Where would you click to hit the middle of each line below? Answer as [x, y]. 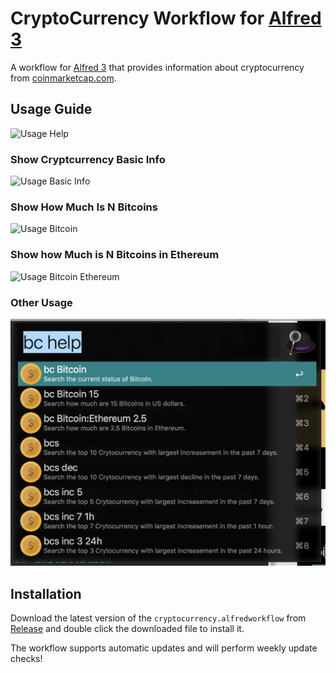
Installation [46, 593]
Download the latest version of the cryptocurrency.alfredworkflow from [158, 618]
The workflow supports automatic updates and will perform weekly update [164, 648]
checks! [26, 658]
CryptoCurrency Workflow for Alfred [166, 18]
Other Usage [41, 302]
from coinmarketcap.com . [63, 78]
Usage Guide [51, 109]
